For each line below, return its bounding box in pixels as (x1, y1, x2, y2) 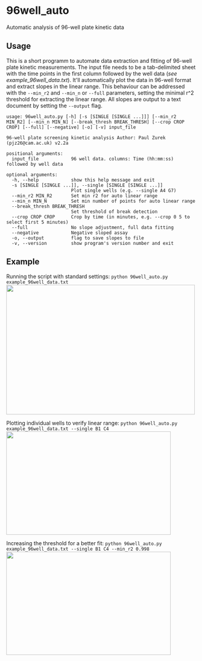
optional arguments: (6, 171, 58, 178)
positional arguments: (6, 150, 63, 157)
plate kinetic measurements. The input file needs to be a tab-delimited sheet (6, 63, 196, 71)
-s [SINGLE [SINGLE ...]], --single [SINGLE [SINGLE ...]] (11, 182, 163, 188)
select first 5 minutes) (6, 219, 69, 225)
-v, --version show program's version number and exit (11, 240, 174, 246)
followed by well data (6, 161, 63, 167)
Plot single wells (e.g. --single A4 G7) (71, 188, 177, 194)
